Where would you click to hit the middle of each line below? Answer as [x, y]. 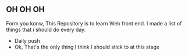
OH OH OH [25, 10]
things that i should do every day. [46, 29]
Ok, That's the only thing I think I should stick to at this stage [87, 47]
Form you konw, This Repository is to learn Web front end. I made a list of [94, 23]
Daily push [27, 40]
